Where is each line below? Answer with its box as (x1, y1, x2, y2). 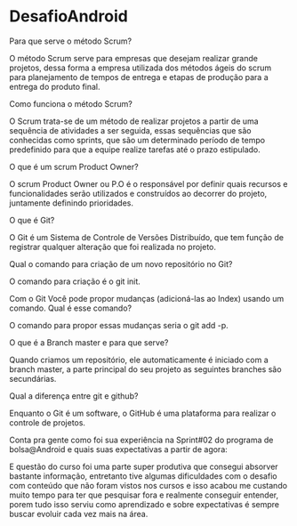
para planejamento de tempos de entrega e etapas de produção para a (9, 71, 269, 82)
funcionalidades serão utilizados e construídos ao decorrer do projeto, (9, 188, 268, 198)
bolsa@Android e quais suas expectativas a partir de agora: (9, 443, 229, 455)
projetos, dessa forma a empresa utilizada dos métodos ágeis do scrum (9, 62, 272, 73)
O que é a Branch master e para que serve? (9, 336, 169, 348)
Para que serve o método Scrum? (9, 36, 132, 46)
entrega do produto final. (9, 81, 100, 92)
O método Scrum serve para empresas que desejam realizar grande (9, 53, 258, 63)
